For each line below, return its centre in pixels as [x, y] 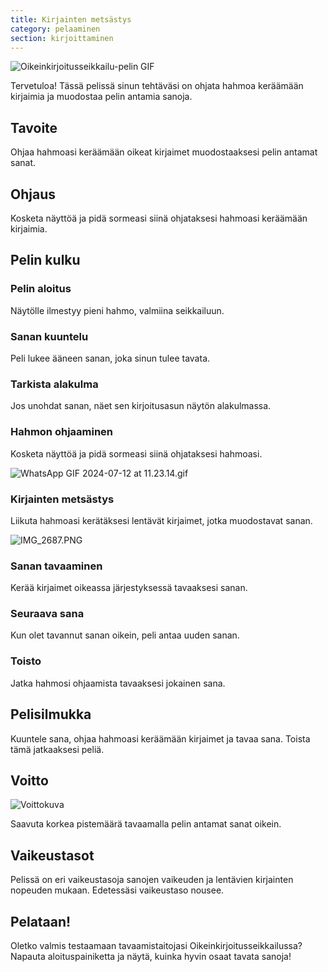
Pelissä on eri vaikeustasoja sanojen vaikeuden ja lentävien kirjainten [152, 880]
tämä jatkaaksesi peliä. [57, 749]
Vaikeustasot [52, 855]
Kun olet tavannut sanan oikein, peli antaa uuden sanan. [125, 635]
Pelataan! [41, 921]
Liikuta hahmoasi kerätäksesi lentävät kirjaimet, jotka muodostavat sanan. [161, 520]
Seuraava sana [47, 614]
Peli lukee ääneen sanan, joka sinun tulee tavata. [110, 358]
